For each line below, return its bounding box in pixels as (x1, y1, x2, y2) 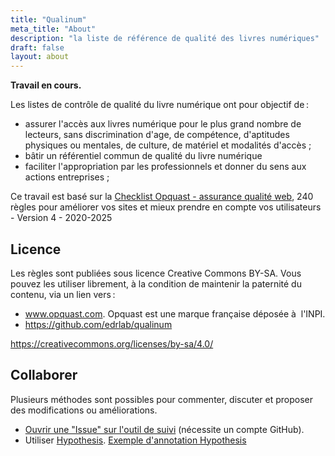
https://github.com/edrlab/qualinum (24, 318, 173, 330)
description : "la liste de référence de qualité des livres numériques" (10, 33, 320, 43)
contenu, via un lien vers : (10, 288, 116, 300)
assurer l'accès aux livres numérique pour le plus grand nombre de (24, 118, 302, 130)
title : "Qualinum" (10, 14, 87, 25)
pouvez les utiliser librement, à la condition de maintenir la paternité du (10, 277, 302, 290)
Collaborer (10, 367, 78, 384)
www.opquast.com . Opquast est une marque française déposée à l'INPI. (24, 307, 326, 320)
